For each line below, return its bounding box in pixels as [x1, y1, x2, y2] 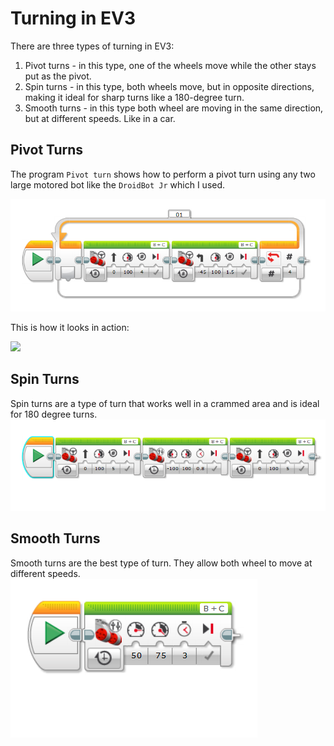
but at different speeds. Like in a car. [24, 112, 176, 124]
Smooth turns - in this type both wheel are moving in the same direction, [24, 102, 324, 114]
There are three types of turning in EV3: [10, 40, 175, 52]
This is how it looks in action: [10, 321, 130, 333]
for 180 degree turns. [10, 408, 98, 420]
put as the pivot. [24, 70, 92, 82]
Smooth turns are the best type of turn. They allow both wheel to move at [10, 557, 313, 569]
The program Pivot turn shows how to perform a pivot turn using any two [10, 168, 316, 180]
